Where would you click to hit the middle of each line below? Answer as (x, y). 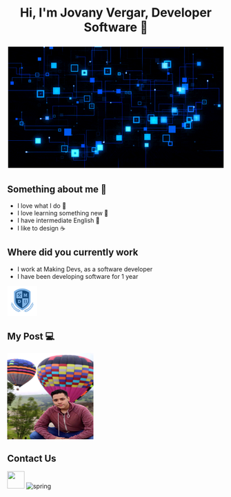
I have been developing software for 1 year (78, 276)
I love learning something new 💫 (63, 213)
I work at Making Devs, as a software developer (85, 269)
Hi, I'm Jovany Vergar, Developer (116, 13)
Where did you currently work (73, 252)
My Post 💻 (31, 337)
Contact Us (32, 459)
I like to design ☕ (41, 228)
